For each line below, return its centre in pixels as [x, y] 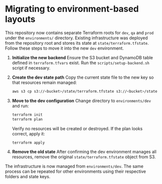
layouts [20, 19]
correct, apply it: [28, 134]
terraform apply [28, 142]
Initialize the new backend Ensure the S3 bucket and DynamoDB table [82, 57]
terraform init [27, 115]
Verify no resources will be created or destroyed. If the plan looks [77, 128]
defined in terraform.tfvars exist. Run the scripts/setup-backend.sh [81, 63]
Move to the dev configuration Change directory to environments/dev [81, 100]
